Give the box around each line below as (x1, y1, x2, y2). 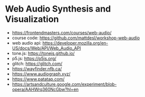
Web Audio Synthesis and (5, 3, 111, 15)
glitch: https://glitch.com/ (12, 61, 63, 66)
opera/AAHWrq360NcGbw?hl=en (12, 86, 79, 92)
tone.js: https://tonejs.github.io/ (12, 50, 75, 56)
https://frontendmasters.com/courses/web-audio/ (12, 30, 112, 35)
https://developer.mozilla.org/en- (42, 40, 108, 46)
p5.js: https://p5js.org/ (12, 55, 57, 61)
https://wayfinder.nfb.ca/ (12, 65, 62, 71)
